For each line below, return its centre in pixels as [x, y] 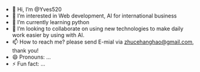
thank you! [25, 51]
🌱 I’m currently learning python [51, 22]
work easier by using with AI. [48, 35]
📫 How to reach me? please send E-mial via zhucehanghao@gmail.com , [103, 42]
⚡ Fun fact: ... [28, 64]
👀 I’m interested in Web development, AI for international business [94, 16]
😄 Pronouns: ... [32, 57]
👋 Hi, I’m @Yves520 [37, 9]
